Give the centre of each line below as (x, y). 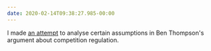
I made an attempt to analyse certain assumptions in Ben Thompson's (105, 33)
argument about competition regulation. (63, 40)
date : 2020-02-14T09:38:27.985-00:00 (61, 13)
